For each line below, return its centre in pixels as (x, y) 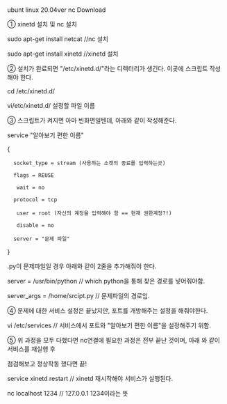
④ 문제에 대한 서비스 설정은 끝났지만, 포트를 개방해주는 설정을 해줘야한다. (108, 311)
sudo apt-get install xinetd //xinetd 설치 (63, 54)
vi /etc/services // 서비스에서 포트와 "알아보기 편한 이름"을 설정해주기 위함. (109, 325)
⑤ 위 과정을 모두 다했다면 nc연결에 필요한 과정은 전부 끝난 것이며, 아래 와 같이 (114, 341)
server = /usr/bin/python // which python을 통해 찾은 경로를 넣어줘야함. (106, 281)
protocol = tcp (35, 200)
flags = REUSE (34, 176)
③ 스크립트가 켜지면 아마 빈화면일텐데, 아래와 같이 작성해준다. (92, 121)
